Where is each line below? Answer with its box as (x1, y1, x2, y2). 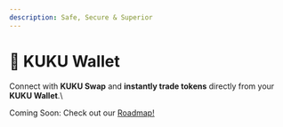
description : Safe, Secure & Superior (9, 12, 153, 22)
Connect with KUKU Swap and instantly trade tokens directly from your (9, 81, 275, 91)
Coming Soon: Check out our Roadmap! (9, 107, 155, 118)
